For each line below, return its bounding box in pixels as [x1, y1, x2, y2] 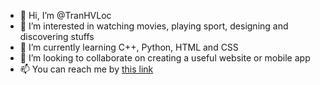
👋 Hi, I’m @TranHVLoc [19, 10, 112, 21]
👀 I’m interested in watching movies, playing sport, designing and [19, 20, 289, 32]
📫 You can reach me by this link [19, 63, 154, 75]
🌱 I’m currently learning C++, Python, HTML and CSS [19, 41, 239, 53]
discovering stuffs [19, 31, 95, 42]
